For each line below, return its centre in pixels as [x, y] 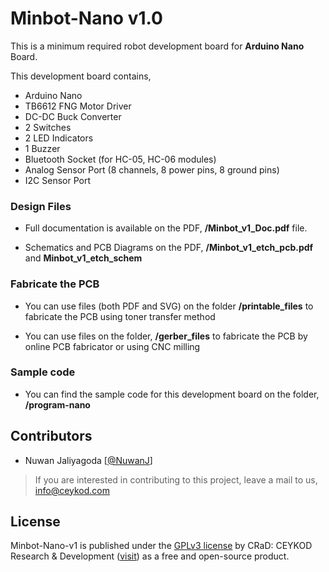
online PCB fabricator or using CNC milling [112, 346]
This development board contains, [81, 76]
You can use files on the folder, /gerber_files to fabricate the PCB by [166, 336]
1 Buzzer [42, 148]
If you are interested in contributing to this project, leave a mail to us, [176, 479]
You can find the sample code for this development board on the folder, [172, 394]
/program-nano [57, 404]
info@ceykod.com [72, 490]
